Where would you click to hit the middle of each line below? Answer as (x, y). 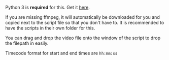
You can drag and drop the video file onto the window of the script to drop (83, 38)
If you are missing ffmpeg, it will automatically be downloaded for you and (82, 17)
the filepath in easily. (27, 43)
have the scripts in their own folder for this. (50, 28)
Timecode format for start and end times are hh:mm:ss (61, 53)
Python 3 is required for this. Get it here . (47, 7)
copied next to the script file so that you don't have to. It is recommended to (85, 23)
